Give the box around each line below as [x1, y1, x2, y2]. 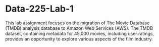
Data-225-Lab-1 [5, 3, 74, 15]
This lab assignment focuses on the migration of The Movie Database [5, 20, 150, 26]
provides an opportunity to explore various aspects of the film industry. [5, 36, 153, 42]
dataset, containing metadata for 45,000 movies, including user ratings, [5, 30, 154, 36]
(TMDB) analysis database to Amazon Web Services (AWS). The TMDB [5, 25, 153, 31]
